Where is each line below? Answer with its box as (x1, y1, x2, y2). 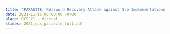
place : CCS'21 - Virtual (5, 16, 58, 21)
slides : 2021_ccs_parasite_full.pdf (5, 21, 83, 26)
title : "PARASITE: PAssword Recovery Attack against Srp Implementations (5, 7, 166, 12)
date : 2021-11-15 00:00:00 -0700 (5, 12, 77, 17)
